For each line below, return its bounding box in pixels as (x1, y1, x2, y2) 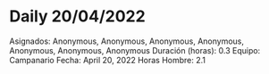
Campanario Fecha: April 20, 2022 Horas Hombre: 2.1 (9, 54, 206, 65)
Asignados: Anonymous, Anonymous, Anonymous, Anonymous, (9, 36, 244, 46)
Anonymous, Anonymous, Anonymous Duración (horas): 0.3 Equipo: (9, 45, 261, 55)
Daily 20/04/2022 (9, 6, 146, 27)
